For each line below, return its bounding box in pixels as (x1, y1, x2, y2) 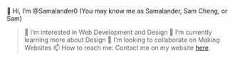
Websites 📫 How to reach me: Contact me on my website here (23, 43, 209, 52)
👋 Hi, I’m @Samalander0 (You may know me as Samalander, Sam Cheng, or (6, 7, 228, 15)
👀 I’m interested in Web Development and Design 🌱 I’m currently (23, 28, 212, 36)
